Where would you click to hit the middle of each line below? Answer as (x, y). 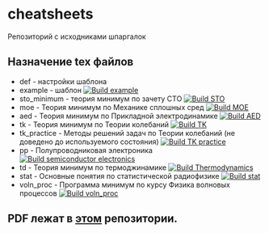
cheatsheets (50, 14)
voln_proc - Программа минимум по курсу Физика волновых (125, 184)
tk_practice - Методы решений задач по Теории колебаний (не (127, 133)
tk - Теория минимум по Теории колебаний (94, 124)
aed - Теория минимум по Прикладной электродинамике (119, 116)
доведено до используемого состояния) (89, 142)
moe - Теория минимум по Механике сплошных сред (111, 107)
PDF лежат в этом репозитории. (93, 219)
